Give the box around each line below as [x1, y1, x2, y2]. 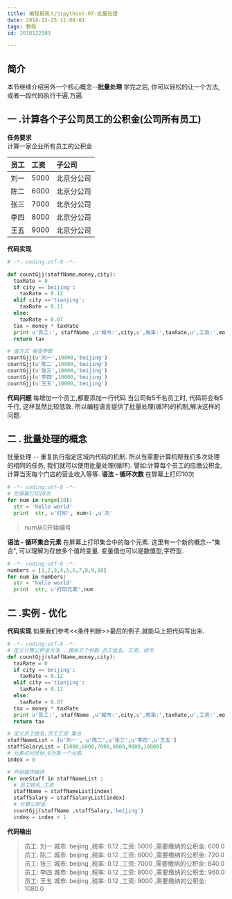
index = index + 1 [13, 814, 67, 821]
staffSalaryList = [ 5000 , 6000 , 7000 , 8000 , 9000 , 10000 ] [7, 743, 163, 751]
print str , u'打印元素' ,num [13, 586, 93, 593]
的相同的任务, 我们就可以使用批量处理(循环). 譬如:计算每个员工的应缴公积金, [7, 462, 223, 470]
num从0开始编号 [24, 523, 71, 531]
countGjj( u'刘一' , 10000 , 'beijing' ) [7, 354, 108, 361]
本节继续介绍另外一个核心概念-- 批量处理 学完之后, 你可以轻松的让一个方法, [7, 82, 220, 91]
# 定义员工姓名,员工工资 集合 [7, 731, 82, 737]
